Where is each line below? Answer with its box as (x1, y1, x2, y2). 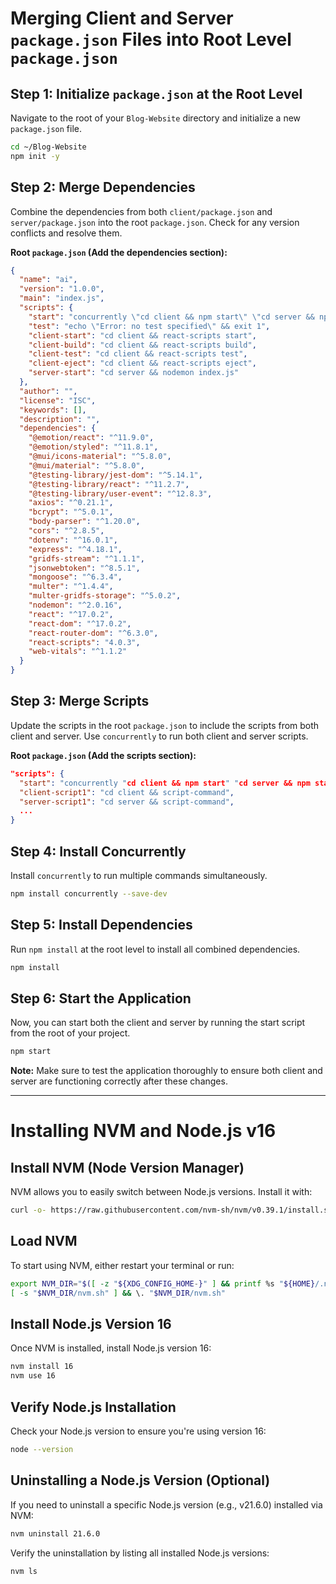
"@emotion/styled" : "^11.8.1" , (28, 442, 159, 452)
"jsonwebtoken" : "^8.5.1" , (28, 563, 141, 573)
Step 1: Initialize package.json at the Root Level (10, 85, 303, 102)
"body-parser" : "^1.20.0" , (28, 517, 141, 527)
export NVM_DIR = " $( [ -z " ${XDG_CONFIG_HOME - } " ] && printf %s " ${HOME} (10, 1278, 316, 1289)
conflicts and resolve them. (10, 227, 123, 239)
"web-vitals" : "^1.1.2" (28, 647, 128, 657)
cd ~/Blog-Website (10, 142, 87, 152)
